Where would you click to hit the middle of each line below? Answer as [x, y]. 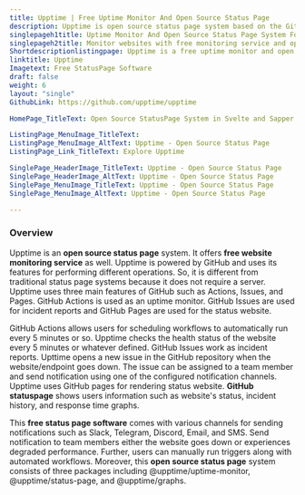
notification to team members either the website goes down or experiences [150, 442]
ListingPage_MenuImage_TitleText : [75, 135]
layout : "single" [42, 93]
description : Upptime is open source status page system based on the [146, 26]
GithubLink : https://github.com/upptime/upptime [103, 102]
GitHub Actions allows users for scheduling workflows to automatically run [149, 328]
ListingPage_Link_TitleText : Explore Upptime [97, 152]
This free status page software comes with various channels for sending [147, 422]
